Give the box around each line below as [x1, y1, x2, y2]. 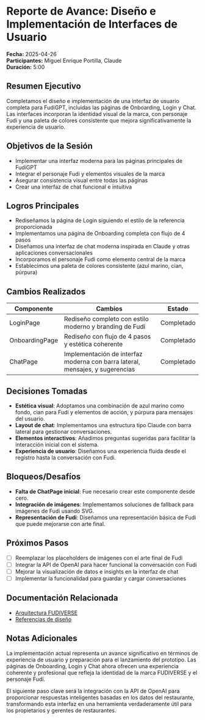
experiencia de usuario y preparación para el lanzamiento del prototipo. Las [6, 656, 196, 663]
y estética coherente [63, 340, 123, 348]
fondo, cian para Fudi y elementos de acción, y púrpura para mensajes [15, 409, 193, 416]
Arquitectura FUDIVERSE [15, 609, 78, 616]
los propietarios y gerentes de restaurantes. [6, 707, 117, 714]
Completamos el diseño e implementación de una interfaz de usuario [6, 97, 180, 104]
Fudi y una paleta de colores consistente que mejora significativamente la [6, 117, 192, 124]
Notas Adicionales [6, 633, 77, 644]
